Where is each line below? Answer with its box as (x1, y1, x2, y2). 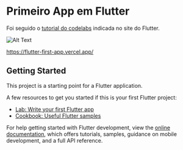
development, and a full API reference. (6, 137, 103, 144)
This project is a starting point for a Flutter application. (6, 82, 143, 89)
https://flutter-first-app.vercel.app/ (6, 48, 94, 55)
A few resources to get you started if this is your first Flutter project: (6, 93, 177, 101)
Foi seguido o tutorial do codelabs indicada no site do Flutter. (6, 24, 160, 32)
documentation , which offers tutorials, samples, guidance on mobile (6, 130, 177, 138)
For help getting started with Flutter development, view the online (6, 124, 171, 131)
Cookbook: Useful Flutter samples (15, 112, 101, 120)
